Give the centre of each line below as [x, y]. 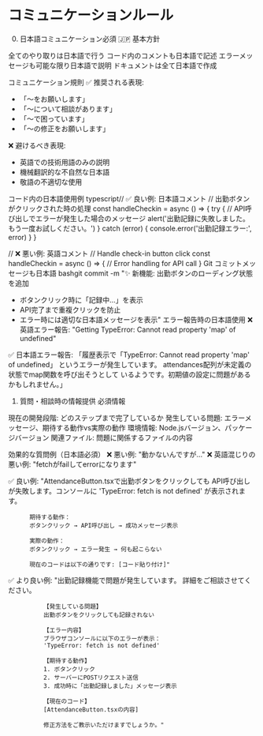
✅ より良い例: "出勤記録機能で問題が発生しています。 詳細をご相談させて [126, 580]
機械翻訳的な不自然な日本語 [65, 172]
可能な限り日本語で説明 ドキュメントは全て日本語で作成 [126, 65]
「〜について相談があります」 [68, 109]
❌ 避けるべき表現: [37, 145]
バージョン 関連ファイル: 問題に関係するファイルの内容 [104, 437]
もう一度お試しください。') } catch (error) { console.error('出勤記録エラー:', [130, 228]
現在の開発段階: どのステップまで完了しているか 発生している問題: [115, 418]
